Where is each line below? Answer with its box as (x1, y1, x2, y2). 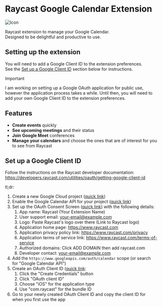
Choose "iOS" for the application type (19, 281, 95, 287)
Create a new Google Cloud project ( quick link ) (12, 194, 105, 199)
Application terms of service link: (19, 235, 86, 241)
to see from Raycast (12, 143, 52, 148)
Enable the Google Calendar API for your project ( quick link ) (12, 199, 132, 205)
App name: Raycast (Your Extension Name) (19, 209, 105, 215)
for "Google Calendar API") (12, 260, 66, 266)
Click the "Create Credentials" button (19, 271, 93, 277)
